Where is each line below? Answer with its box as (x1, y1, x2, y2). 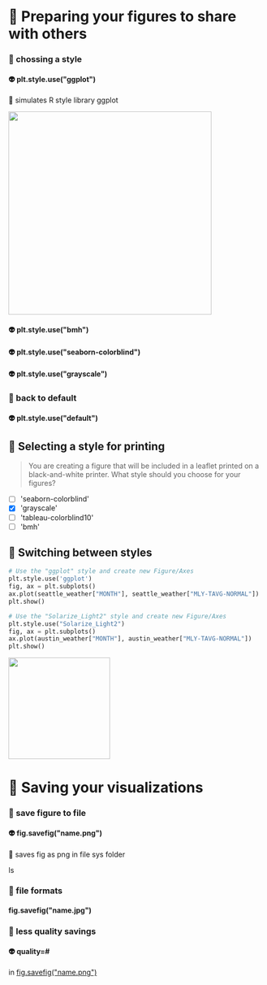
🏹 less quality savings (8, 926, 97, 937)
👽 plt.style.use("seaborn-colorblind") (8, 347, 140, 357)
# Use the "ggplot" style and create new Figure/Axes (8, 567, 195, 575)
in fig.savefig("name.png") (8, 967, 97, 978)
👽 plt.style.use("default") (8, 413, 99, 423)
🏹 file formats (8, 885, 63, 896)
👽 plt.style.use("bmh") (8, 324, 89, 334)
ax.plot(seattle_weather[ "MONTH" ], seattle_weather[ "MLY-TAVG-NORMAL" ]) (8, 590, 260, 598)
